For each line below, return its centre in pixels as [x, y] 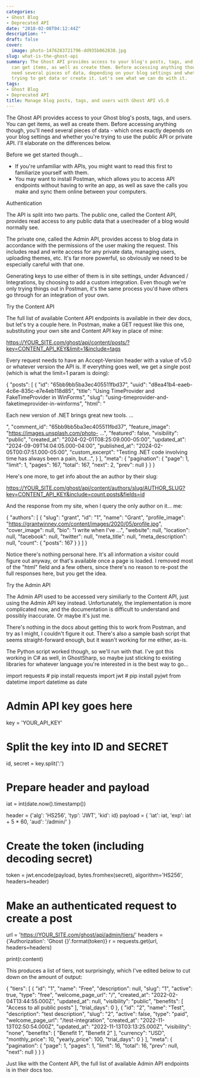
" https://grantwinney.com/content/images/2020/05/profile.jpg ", [84, 524]
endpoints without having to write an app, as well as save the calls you [101, 185]
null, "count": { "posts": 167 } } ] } [47, 543]
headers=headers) [29, 948]
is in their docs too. [30, 1070]
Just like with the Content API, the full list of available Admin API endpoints [98, 1064]
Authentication [24, 203]
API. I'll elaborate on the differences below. [59, 143]
